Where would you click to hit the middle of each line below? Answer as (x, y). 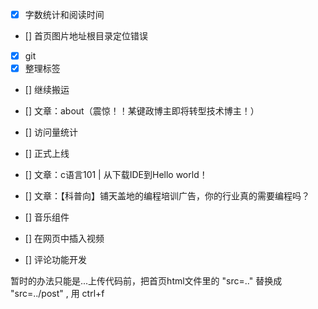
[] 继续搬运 (47, 90)
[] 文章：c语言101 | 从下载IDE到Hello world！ (116, 175)
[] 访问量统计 (51, 132)
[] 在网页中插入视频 (64, 239)
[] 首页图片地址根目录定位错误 (86, 36)
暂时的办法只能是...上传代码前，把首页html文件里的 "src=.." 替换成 (146, 281)
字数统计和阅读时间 (64, 14)
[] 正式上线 (47, 154)
